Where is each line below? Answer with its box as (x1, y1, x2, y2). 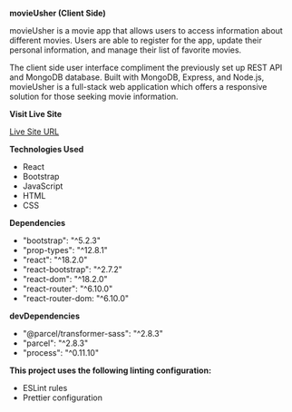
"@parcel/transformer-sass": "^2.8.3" (22, 329, 163, 338)
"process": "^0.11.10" (22, 348, 100, 358)
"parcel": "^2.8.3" (22, 338, 89, 348)
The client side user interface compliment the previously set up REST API (9, 63, 283, 73)
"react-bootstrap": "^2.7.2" (22, 264, 122, 275)
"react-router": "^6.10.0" (22, 283, 113, 294)
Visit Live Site (9, 109, 63, 119)
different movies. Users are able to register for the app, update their (9, 35, 263, 45)
